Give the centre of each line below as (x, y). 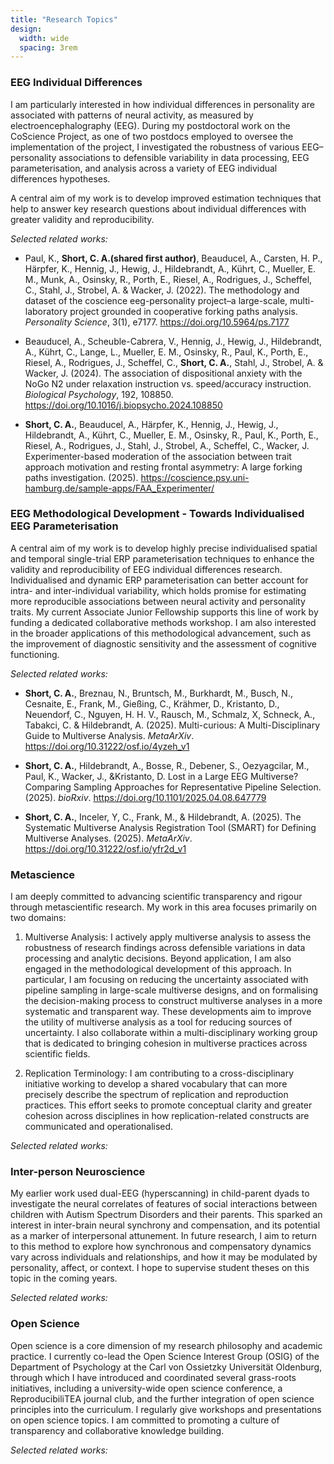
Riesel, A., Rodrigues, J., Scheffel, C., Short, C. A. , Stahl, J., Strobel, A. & (174, 362)
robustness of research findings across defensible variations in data (165, 948)
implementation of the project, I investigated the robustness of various (155, 147)
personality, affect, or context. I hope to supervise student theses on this (160, 1268)
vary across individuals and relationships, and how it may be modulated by (164, 1257)
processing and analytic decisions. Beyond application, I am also (158, 958)
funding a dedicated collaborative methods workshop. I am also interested (163, 622)
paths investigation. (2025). (81, 477)
